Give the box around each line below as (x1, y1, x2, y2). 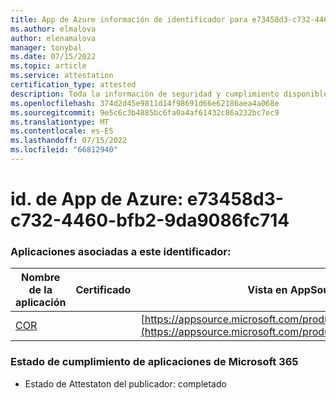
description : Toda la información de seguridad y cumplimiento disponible (10, 89, 329, 99)
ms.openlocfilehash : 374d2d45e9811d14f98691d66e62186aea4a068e (10, 98, 280, 108)
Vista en (247, 283, 288, 297)
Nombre (21, 271, 61, 285)
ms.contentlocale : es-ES (10, 126, 114, 136)
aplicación (15, 296, 67, 310)
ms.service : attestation (10, 71, 114, 81)
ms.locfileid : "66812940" (10, 145, 118, 155)
